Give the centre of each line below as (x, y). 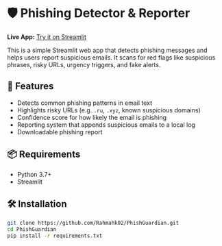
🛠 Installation (37, 204)
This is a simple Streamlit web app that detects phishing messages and (107, 50)
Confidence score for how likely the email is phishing (91, 117)
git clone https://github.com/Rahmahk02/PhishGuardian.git (93, 223)
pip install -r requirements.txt (55, 236)
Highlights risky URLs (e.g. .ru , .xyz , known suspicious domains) (109, 110)
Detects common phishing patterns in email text (85, 103)
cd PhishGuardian (32, 230)
